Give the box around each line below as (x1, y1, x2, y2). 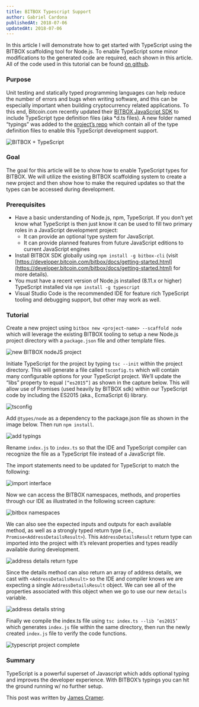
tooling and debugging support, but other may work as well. (14, 296, 161, 303)
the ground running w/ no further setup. (6, 682, 104, 690)
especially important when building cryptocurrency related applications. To (6, 102, 190, 109)
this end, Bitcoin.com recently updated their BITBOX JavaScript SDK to (6, 108, 179, 115)
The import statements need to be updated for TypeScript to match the (6, 462, 179, 469)
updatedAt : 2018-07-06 (6, 25, 62, 32)
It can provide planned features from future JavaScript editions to (23, 239, 184, 247)
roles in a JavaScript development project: (14, 227, 118, 234)
